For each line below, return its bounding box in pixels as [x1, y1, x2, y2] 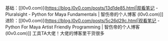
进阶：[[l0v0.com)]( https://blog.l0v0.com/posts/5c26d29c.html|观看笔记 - [5, 18, 160, 23]
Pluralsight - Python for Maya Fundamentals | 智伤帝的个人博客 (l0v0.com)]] [5, 11, 163, 17]
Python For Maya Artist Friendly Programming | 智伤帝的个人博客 [5, 24, 140, 30]
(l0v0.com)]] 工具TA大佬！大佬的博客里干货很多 [5, 30, 105, 36]
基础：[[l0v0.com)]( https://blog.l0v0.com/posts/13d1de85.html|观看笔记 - [5, 5, 158, 11]
